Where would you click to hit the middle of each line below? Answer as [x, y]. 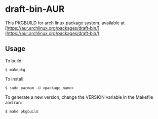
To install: [15, 79]
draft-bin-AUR [35, 9]
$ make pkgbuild [22, 111]
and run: [14, 102]
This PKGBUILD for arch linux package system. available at [65, 23]
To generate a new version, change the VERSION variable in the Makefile [79, 97]
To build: [14, 61]
